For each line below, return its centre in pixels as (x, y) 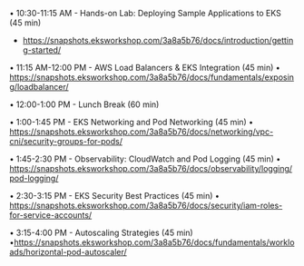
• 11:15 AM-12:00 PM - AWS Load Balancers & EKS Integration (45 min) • (145, 68)
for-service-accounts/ (51, 215)
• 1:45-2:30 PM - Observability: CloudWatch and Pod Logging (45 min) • (145, 159)
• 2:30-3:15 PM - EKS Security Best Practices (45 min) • (115, 196)
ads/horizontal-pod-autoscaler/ (68, 252)
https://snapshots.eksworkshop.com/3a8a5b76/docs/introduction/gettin (158, 40)
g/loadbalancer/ (39, 87)
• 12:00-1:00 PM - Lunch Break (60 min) (84, 104)
